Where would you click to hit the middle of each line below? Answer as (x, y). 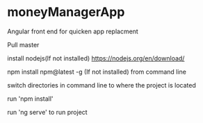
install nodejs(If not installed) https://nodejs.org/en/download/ (96, 58)
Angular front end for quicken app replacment (73, 31)
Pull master (23, 44)
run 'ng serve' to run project (48, 112)
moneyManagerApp (66, 12)
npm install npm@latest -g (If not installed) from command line (97, 72)
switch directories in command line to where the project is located (102, 85)
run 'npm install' (30, 99)
